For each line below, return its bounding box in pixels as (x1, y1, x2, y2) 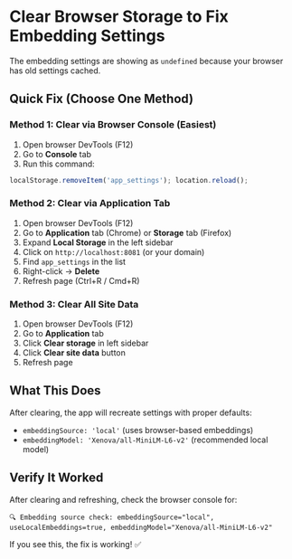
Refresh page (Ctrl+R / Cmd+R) (22, 275, 140, 286)
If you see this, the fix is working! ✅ (9, 538, 142, 549)
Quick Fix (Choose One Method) (9, 91, 194, 107)
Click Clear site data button (22, 347, 127, 358)
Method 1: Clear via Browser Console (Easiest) (9, 118, 217, 131)
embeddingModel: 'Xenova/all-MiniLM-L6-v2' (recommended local (22, 434, 268, 445)
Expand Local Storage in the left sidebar (22, 237, 174, 248)
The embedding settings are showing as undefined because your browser (9, 55, 284, 66)
